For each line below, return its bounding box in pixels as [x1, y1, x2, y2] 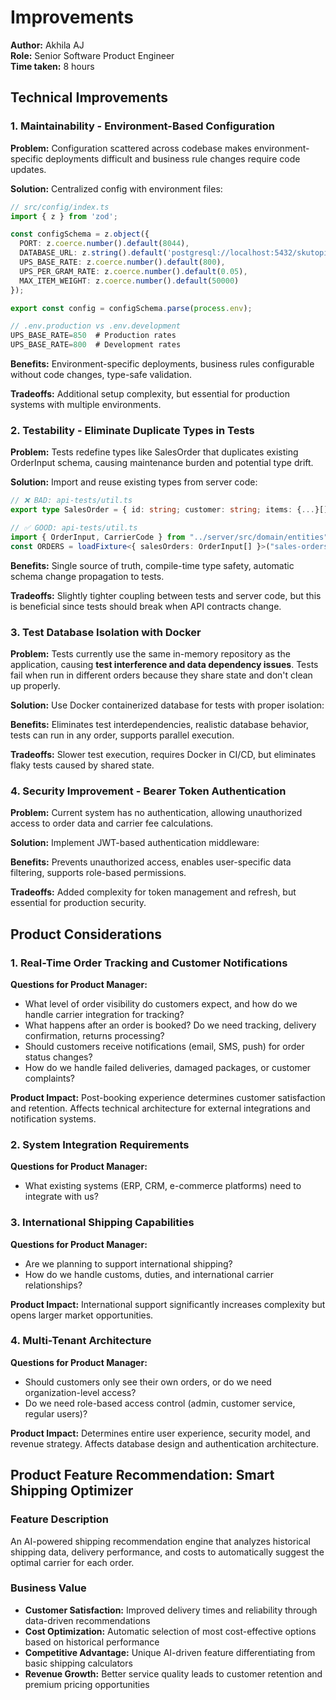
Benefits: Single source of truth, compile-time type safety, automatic [10, 559, 295, 571]
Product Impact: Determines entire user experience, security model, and [10, 1427, 311, 1439]
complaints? [24, 1072, 75, 1084]
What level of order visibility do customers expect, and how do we [24, 997, 298, 1010]
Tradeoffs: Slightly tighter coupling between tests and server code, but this [10, 589, 322, 601]
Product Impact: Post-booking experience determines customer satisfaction [10, 1091, 326, 1103]
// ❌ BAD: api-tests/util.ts [10, 496, 133, 506]
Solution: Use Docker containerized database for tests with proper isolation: [10, 699, 325, 711]
